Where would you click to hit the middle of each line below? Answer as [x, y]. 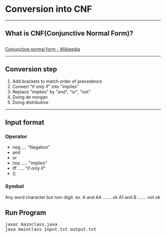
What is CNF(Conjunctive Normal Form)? [69, 33]
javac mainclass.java [31, 224]
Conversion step [31, 70]
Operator [16, 136]
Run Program [26, 213]
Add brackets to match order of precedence [57, 81]
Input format [25, 122]
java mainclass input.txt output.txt [51, 229]
